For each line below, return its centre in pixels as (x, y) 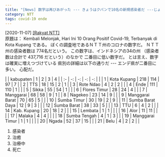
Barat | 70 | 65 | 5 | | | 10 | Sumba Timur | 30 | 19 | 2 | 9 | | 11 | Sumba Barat (80, 100)
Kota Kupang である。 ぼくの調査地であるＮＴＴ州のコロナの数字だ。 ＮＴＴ (82, 45)
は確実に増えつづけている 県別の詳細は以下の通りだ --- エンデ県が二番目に (81, 63)
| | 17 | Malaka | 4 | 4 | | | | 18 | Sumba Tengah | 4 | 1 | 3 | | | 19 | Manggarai (80, 116)
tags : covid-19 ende (26, 19)
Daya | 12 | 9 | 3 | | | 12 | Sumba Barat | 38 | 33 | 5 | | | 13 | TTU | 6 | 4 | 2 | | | (82, 105)
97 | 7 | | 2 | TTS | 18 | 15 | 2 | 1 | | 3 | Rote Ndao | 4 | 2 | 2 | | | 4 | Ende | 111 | (82, 85)
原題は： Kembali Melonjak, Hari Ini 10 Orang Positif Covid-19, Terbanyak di (81, 39)
